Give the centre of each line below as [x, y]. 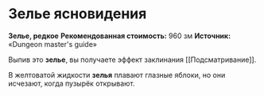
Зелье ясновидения [78, 14]
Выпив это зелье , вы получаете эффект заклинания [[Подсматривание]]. [132, 60]
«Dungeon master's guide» [53, 44]
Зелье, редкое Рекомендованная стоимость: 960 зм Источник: [120, 36]
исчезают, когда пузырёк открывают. [72, 83]
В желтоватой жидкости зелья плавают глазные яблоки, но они [117, 75]
